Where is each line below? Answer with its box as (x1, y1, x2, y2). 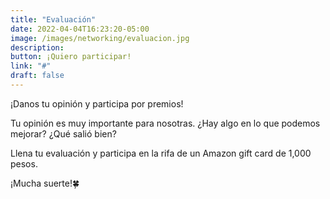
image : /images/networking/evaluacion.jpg (10, 33, 190, 43)
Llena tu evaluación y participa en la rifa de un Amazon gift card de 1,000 (10, 147, 312, 159)
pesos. (10, 157, 38, 170)
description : (10, 42, 65, 53)
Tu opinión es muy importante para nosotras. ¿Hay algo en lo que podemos (10, 117, 321, 129)
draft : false (10, 71, 65, 81)
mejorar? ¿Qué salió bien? (10, 127, 117, 140)
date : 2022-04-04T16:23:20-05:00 (10, 24, 150, 34)
